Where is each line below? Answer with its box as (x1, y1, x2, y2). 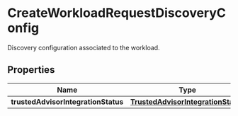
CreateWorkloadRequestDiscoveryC (7, 5, 227, 21)
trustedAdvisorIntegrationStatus (11, 97, 124, 107)
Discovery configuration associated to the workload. (7, 43, 161, 52)
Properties (7, 64, 55, 76)
